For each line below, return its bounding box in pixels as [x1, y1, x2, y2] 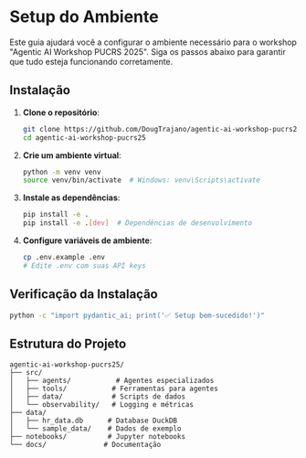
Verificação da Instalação [9, 286, 158, 303]
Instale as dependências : [22, 192, 121, 203]
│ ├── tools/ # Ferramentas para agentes [9, 384, 219, 394]
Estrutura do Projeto [9, 336, 127, 351]
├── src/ [9, 368, 43, 378]
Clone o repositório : [22, 107, 100, 118]
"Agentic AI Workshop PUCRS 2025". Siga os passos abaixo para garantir [9, 46, 286, 57]
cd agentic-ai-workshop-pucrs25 [22, 133, 146, 143]
